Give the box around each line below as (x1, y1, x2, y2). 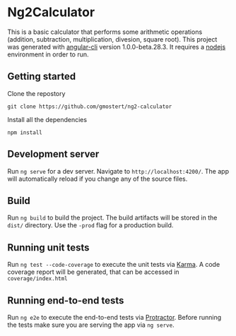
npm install (7, 128, 42, 136)
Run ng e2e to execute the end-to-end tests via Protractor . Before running (7, 313, 222, 321)
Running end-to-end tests (7, 294, 124, 306)
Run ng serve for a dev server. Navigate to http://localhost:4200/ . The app (7, 167, 230, 175)
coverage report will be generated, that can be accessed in (7, 268, 179, 276)
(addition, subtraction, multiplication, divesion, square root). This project (7, 35, 218, 43)
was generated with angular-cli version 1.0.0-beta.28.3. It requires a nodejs (7, 42, 226, 51)
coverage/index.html (7, 275, 69, 282)
